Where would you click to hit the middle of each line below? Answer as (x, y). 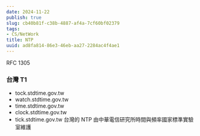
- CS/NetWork (23, 34)
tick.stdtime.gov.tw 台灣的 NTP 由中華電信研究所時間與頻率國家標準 (99, 120)
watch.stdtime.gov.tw (42, 100)
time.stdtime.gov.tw (39, 106)
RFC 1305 (18, 63)
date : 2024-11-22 (28, 12)
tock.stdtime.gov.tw (39, 93)
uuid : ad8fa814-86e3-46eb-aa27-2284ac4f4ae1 (63, 46)
